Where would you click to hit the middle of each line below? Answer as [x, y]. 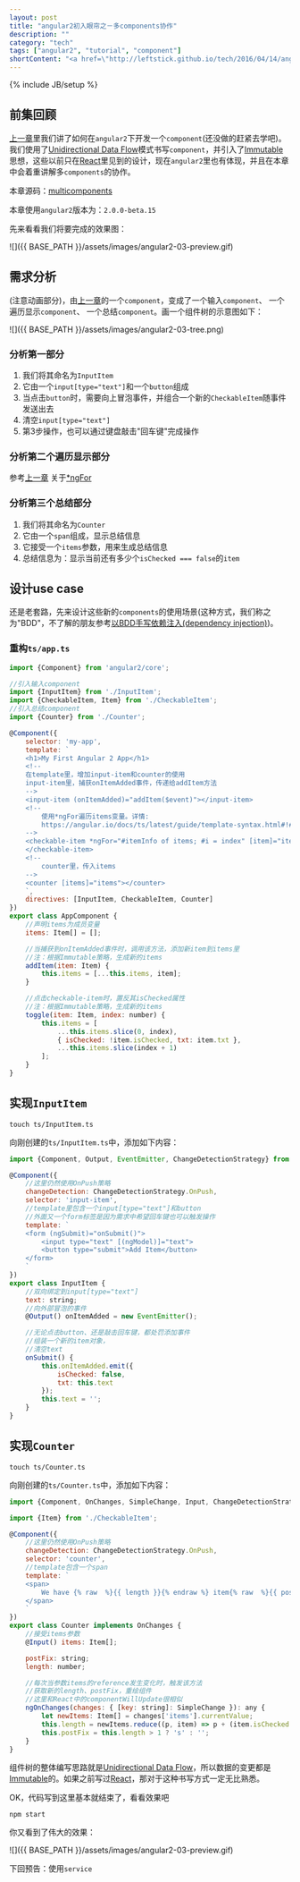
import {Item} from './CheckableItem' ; [83, 1518]
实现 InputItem [48, 1103]
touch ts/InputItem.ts [51, 1124]
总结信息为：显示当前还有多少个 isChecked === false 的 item [131, 558]
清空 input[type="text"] [66, 420]
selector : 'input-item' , [71, 1200]
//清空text [44, 1350]
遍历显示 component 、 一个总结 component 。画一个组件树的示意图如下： [136, 311]
